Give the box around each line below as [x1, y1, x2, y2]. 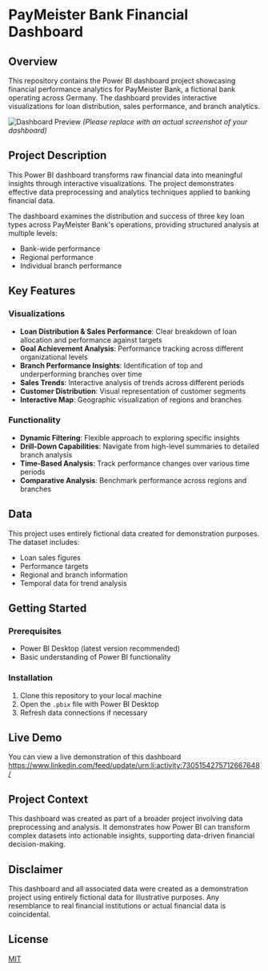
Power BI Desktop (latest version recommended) [19, 644, 181, 653]
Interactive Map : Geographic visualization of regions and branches [19, 395, 242, 404]
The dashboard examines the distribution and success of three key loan [8, 211, 245, 221]
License [8, 932, 49, 946]
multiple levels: [8, 228, 58, 238]
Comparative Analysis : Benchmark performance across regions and [19, 475, 247, 485]
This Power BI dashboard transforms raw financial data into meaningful [8, 170, 242, 180]
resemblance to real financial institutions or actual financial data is [8, 901, 226, 911]
